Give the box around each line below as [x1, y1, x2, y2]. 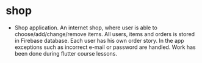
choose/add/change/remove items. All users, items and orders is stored [14, 30, 195, 37]
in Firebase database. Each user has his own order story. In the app [14, 37, 184, 44]
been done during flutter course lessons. [14, 50, 117, 57]
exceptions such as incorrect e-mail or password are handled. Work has [14, 43, 196, 51]
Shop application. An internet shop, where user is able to [14, 24, 158, 31]
